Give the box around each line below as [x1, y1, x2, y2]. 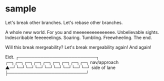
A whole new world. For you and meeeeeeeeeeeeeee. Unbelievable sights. [5, 29, 159, 35]
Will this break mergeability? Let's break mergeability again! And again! [5, 44, 151, 50]
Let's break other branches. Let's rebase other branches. [5, 19, 123, 25]
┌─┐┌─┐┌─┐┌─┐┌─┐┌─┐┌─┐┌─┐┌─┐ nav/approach [5, 59, 119, 65]
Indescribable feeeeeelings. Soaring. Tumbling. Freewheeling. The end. [5, 34, 152, 40]
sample [5, 3, 36, 14]
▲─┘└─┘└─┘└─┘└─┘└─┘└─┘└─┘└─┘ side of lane [5, 64, 116, 70]
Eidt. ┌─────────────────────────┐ [5, 53, 99, 60]
